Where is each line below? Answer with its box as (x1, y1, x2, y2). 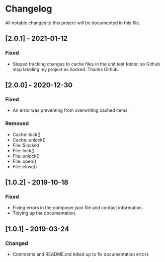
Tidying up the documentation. (12, 210, 76, 216)
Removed (5, 120, 29, 127)
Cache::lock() (12, 132, 41, 138)
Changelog (5, 3, 52, 15)
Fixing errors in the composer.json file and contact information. (12, 205, 143, 211)
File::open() (12, 158, 37, 164)
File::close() (12, 163, 37, 169)
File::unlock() (12, 153, 40, 159)
